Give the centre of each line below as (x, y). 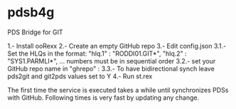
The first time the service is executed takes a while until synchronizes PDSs (118, 90)
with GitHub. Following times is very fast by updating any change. (103, 98)
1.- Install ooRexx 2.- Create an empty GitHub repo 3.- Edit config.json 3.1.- (117, 46)
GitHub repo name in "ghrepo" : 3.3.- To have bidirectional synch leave (111, 68)
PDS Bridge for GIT (35, 32)
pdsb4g (31, 12)
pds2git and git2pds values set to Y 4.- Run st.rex (80, 76)
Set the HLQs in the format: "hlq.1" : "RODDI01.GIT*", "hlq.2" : (97, 53)
